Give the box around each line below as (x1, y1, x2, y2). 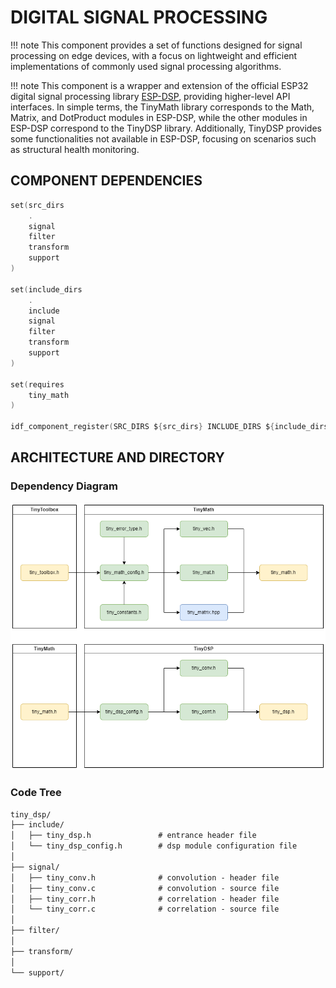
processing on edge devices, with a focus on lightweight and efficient (10, 49, 298, 61)
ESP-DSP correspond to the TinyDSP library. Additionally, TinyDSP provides (10, 122, 322, 134)
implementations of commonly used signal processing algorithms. (10, 60, 282, 72)
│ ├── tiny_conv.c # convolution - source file (10, 883, 280, 893)
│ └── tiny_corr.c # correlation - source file (10, 904, 280, 915)
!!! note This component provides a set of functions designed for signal (10, 39, 303, 51)
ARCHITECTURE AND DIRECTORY (10, 449, 225, 466)
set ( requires (10, 379, 65, 390)
